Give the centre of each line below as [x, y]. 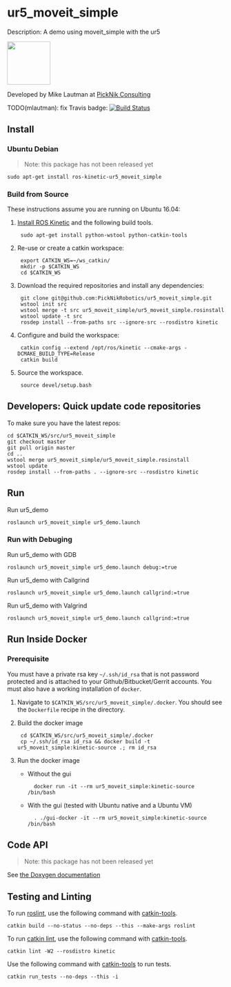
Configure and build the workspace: [68, 335]
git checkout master [37, 442]
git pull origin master [41, 448]
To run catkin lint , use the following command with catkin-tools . [97, 939]
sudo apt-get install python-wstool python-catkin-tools [104, 235]
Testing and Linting [49, 896]
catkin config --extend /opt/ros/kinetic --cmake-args [101, 348]
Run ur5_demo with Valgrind [47, 605]
